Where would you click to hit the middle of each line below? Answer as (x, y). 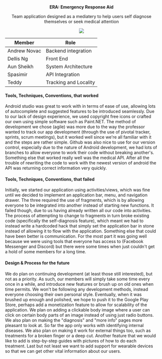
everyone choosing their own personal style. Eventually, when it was (73, 294)
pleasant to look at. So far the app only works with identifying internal (74, 325)
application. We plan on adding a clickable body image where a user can (78, 310)
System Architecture (69, 66)
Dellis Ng (18, 59)
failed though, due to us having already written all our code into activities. (78, 211)
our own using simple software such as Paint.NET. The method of (71, 122)
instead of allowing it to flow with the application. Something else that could (81, 231)
